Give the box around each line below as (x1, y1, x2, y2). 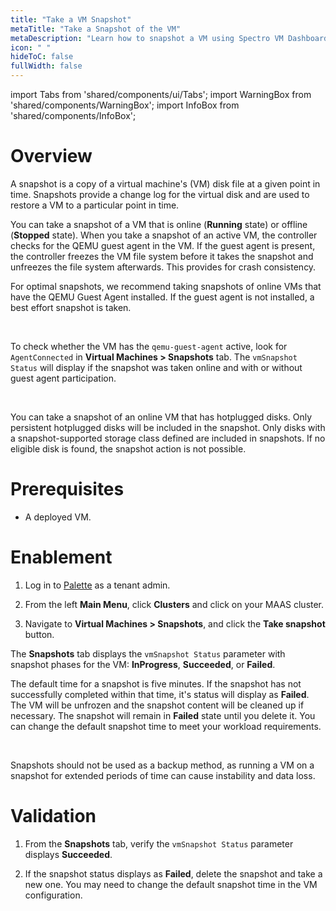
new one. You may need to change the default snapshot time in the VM (24, 878, 318, 890)
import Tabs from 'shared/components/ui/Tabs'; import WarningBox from (10, 89, 312, 100)
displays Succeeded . (24, 848, 113, 860)
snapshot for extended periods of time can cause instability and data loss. (10, 769, 316, 781)
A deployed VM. (24, 511, 92, 523)
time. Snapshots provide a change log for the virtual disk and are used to (10, 188, 310, 200)
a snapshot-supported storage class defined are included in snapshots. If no (10, 432, 326, 444)
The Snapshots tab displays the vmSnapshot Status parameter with (10, 647, 286, 660)
